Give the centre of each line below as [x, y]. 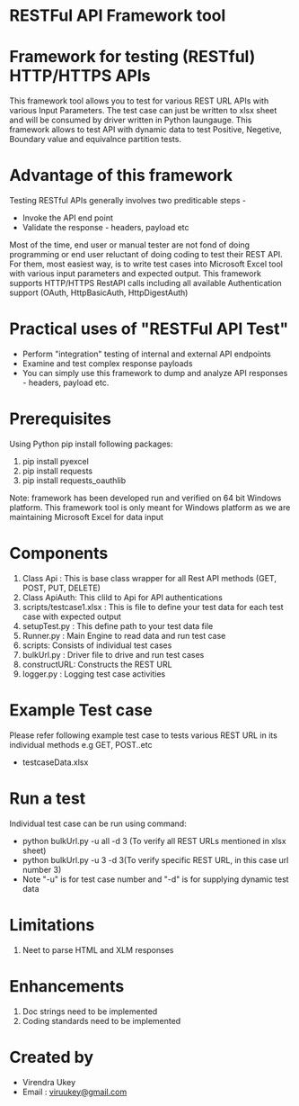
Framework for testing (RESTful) [132, 57]
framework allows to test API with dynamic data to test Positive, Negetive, [146, 130]
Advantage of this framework [121, 175]
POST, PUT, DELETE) [62, 588]
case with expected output [71, 616]
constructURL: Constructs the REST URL [97, 664]
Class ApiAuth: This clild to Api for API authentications [122, 597]
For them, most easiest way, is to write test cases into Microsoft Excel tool [146, 264]
